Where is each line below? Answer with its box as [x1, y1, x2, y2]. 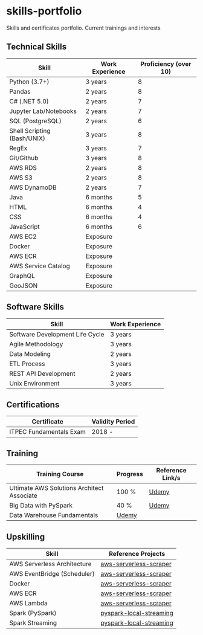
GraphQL [9, 271, 35, 280]
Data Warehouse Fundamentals [9, 511, 98, 520]
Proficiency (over [140, 59, 192, 68]
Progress [116, 470, 143, 479]
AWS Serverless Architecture [9, 560, 92, 568]
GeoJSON [9, 281, 38, 289]
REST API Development [9, 369, 76, 378]
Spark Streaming [9, 619, 57, 627]
